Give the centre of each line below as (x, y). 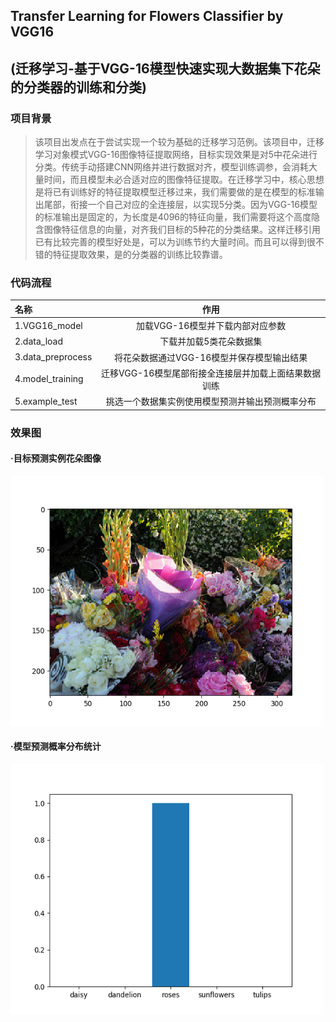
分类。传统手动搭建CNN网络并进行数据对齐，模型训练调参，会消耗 (172, 167)
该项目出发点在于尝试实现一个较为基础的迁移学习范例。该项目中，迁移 (179, 142)
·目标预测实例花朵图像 (56, 458)
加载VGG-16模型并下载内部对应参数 (211, 326)
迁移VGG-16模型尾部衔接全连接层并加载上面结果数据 (211, 373)
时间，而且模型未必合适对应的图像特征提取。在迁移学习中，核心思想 (184, 180)
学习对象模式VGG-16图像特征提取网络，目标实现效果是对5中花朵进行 (176, 155)
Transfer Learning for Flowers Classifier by (147, 16)
